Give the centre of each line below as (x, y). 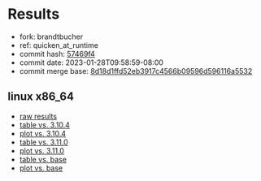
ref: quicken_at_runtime (59, 45)
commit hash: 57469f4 (57, 54)
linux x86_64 (41, 97)
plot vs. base (41, 168)
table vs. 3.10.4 (45, 125)
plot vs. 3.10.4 (43, 133)
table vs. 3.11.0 (43, 142)
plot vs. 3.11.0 (41, 150)
